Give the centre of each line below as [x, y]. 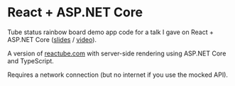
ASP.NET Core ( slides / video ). [52, 39]
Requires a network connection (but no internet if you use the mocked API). [118, 75]
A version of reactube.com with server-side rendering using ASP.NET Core [117, 53]
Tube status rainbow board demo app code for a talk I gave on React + [111, 32]
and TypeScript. [31, 60]
